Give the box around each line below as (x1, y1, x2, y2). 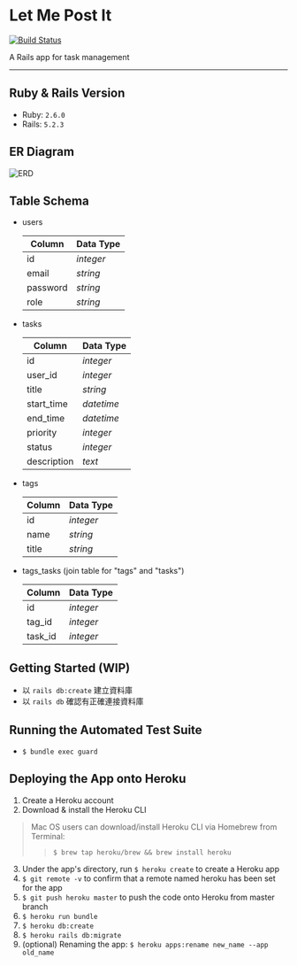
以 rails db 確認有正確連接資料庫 (21, 696, 144, 707)
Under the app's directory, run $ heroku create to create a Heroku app (21, 863, 280, 874)
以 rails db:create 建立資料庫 (21, 685, 133, 696)
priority (26, 427, 57, 439)
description (26, 455, 74, 468)
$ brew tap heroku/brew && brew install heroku (52, 847, 232, 857)
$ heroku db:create (21, 922, 95, 931)
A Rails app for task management (9, 51, 130, 62)
